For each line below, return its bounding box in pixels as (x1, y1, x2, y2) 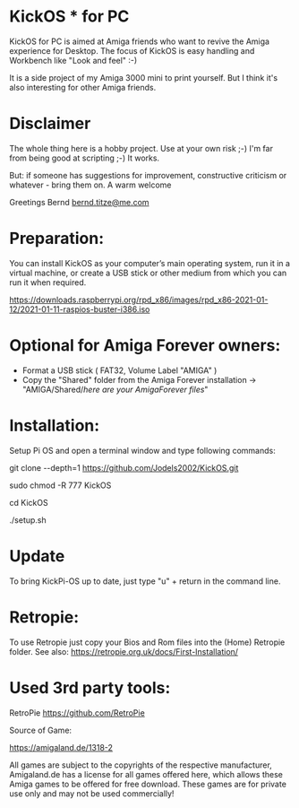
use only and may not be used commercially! (9, 787, 175, 799)
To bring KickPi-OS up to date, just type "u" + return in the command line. (9, 576, 281, 586)
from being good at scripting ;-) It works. (9, 152, 159, 163)
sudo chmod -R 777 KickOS (9, 480, 112, 491)
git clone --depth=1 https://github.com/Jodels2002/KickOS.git (9, 462, 239, 473)
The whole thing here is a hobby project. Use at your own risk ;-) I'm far (9, 143, 273, 153)
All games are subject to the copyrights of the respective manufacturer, (9, 760, 273, 770)
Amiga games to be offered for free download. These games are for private (9, 778, 286, 789)
